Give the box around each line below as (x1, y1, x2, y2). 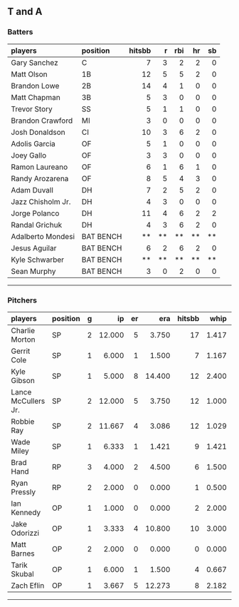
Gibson (11, 375, 36, 385)
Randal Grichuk (11, 220, 63, 230)
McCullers (11, 396, 46, 406)
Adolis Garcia (11, 138, 55, 148)
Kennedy (11, 507, 41, 517)
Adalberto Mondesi (11, 231, 75, 241)
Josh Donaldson (11, 127, 65, 137)
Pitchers (7, 295, 38, 305)
